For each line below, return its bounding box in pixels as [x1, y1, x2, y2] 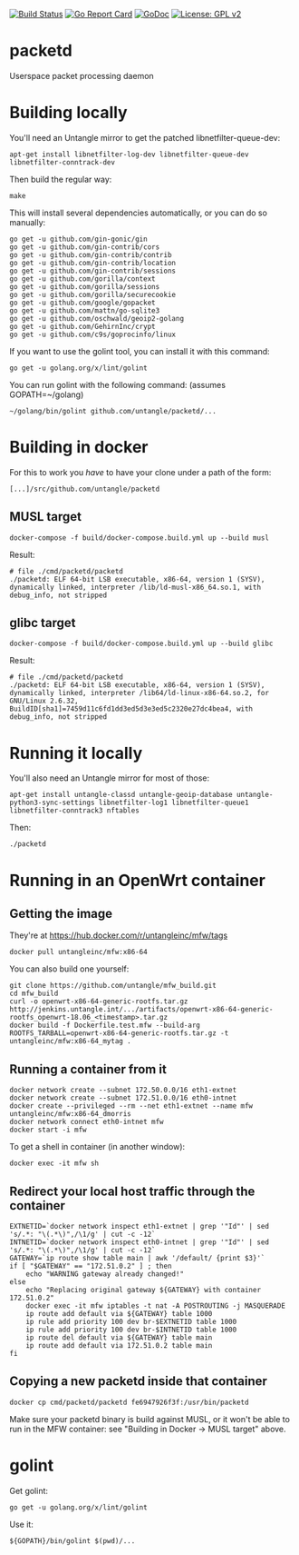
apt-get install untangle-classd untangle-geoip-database [9, 791, 233, 800]
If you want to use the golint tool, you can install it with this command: [9, 345, 270, 356]
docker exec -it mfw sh [9, 1159, 100, 1168]
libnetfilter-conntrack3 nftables [9, 806, 140, 815]
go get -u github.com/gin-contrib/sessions [9, 266, 177, 275]
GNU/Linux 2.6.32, [9, 696, 79, 706]
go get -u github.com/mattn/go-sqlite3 [9, 305, 160, 315]
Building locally [9, 103, 129, 123]
